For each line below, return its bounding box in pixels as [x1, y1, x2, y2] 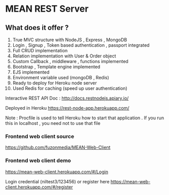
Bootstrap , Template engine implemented [12, 64, 100, 70]
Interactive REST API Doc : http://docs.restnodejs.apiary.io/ [5, 95, 129, 101]
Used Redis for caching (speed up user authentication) [12, 85, 128, 91]
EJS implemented [12, 69, 50, 75]
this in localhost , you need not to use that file [5, 120, 100, 126]
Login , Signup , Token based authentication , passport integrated [12, 42, 150, 48]
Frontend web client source [5, 133, 75, 140]
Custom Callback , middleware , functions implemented [12, 58, 128, 64]
